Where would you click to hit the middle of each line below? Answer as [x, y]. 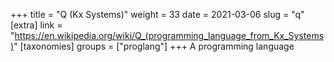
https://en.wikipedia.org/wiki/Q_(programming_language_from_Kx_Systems [169, 35]
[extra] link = [36, 25]
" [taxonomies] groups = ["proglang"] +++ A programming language [154, 46]
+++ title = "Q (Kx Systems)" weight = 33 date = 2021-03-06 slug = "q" [157, 14]
